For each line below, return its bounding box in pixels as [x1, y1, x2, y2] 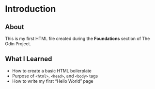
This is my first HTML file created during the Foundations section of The [5, 36, 150, 41]
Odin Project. [5, 41, 31, 47]
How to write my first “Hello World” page [12, 78, 93, 84]
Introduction [5, 3, 56, 15]
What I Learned [5, 55, 52, 63]
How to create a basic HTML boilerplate [12, 68, 92, 73]
